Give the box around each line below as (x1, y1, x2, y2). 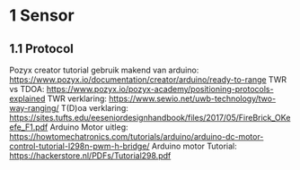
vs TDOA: (9, 84, 45, 94)
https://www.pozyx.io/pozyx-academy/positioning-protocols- (46, 84, 274, 94)
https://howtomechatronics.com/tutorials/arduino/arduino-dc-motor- (9, 132, 264, 141)
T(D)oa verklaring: (61, 103, 128, 113)
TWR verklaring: (47, 93, 108, 104)
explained (9, 93, 46, 104)
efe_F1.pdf (9, 122, 49, 132)
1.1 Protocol (9, 41, 75, 56)
